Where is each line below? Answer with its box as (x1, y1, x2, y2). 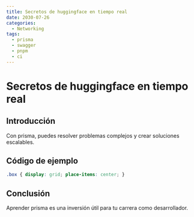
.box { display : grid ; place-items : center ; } (6, 172, 125, 178)
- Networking (11, 25, 44, 32)
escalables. (6, 138, 35, 145)
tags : (6, 31, 20, 37)
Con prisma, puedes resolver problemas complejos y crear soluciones (6, 132, 180, 139)
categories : (6, 20, 36, 26)
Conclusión (6, 188, 50, 198)
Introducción (6, 116, 56, 126)
